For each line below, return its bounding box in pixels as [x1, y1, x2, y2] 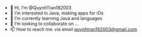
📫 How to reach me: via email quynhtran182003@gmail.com [10, 26, 137, 32]
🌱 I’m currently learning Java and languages [10, 15, 102, 21]
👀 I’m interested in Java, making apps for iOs [10, 10, 104, 16]
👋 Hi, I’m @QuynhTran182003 [10, 5, 72, 10]
